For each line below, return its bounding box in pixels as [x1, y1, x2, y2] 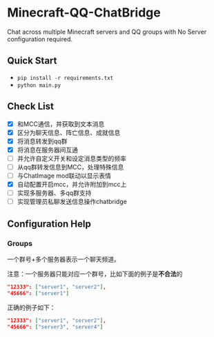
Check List [7, 101, 54, 112]
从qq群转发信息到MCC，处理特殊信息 [17, 163, 124, 171]
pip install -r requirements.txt [17, 74, 114, 81]
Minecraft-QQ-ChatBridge [7, 5, 161, 21]
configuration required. [7, 34, 73, 43]
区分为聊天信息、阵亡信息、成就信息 [17, 128, 121, 136]
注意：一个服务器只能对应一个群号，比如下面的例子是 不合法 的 [7, 269, 183, 278]
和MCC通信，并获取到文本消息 [17, 119, 105, 128]
